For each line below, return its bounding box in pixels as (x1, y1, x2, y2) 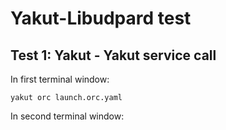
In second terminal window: (10, 110, 125, 122)
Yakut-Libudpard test (10, 7, 192, 30)
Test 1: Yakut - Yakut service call (10, 47, 217, 64)
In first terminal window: (10, 73, 110, 85)
